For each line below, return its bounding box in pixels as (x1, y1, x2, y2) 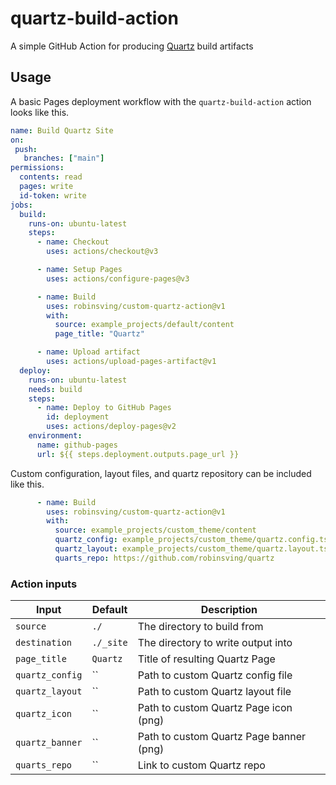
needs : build (28, 384, 83, 394)
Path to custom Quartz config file (137, 668, 293, 682)
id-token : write (19, 190, 87, 201)
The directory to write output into (137, 636, 293, 650)
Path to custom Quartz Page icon (137, 701, 293, 715)
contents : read (19, 172, 83, 182)
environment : (28, 431, 83, 441)
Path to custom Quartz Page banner (137, 730, 307, 744)
